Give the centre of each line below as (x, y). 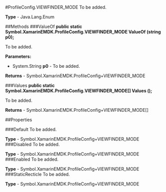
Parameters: (18, 56)
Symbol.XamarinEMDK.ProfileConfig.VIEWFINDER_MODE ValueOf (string (83, 32)
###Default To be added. (31, 129)
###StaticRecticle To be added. (38, 174)
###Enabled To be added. (32, 159)
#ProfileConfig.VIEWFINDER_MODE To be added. (56, 7)
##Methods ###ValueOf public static (44, 26)
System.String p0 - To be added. (46, 66)
